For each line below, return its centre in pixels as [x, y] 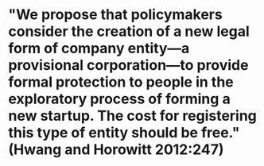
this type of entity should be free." [124, 133]
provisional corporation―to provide [128, 66]
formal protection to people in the [121, 82]
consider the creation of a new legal [129, 31]
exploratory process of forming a [119, 99]
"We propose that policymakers [115, 15]
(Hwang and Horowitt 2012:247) [116, 150]
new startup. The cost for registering [132, 116]
